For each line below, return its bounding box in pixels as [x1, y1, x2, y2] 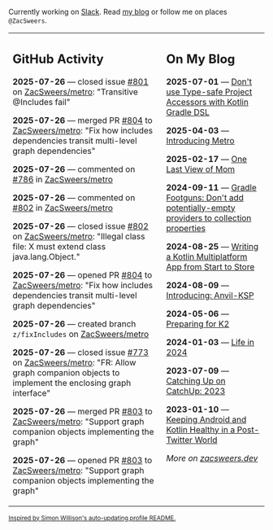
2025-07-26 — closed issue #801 [12, 76, 149, 87]
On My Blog [166, 50, 236, 67]
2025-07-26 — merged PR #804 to [12, 114, 153, 125]
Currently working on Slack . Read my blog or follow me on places [8, 7, 227, 16]
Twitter [166, 434, 193, 445]
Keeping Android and [166, 414, 247, 425]
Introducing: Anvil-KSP [166, 289, 254, 300]
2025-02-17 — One [166, 153, 248, 164]
